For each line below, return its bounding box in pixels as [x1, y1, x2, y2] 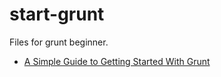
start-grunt [9, 3, 105, 26]
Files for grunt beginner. [9, 36, 109, 48]
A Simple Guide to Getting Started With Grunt [23, 55, 211, 67]
